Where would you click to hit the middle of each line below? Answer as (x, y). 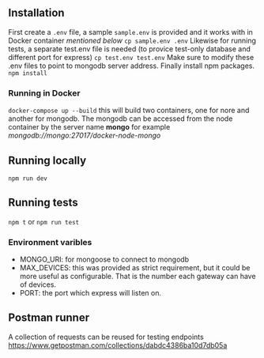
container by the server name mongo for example (89, 127)
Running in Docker (44, 92)
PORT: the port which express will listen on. (91, 293)
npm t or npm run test (44, 221)
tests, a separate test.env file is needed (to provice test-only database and (130, 49)
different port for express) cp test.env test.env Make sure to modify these (131, 57)
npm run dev (28, 178)
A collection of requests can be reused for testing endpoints (106, 337)
